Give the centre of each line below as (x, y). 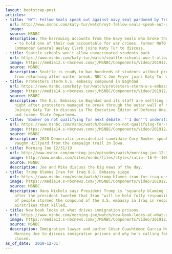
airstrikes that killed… (41, 205)
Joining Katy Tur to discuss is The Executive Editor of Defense (86, 110)
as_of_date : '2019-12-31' (33, 243)
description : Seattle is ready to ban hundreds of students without (84, 72)
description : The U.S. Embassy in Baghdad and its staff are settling (87, 100)
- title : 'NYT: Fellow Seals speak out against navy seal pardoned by (82, 19)
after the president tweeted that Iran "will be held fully (80, 196)
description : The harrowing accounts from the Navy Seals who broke (84, 39)
